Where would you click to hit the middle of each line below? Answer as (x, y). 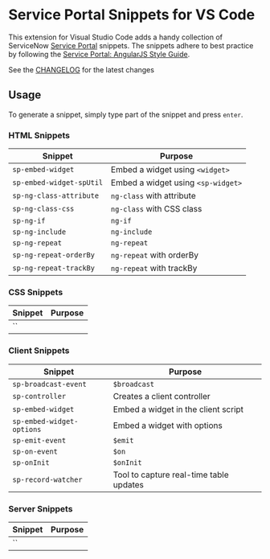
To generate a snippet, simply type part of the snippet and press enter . (126, 114)
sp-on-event (35, 451)
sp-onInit (31, 462)
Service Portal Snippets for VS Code (132, 15)
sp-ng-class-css (43, 209)
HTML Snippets (39, 135)
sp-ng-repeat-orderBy (53, 255)
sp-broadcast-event (49, 384)
